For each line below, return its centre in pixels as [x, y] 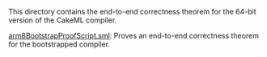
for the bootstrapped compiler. [59, 44]
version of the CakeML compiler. [63, 20]
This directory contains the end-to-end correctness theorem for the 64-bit [132, 12]
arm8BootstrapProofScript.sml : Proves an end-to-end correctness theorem [133, 36]
